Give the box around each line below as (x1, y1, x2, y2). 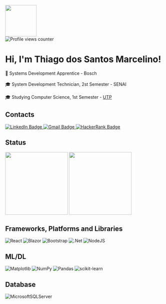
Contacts (5, 110, 35, 119)
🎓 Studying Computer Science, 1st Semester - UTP (5, 94, 112, 100)
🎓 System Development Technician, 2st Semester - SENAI (5, 81, 126, 87)
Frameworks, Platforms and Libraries (5, 224, 123, 233)
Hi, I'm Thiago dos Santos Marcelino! (5, 54, 161, 65)
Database (5, 280, 36, 288)
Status (5, 138, 26, 147)
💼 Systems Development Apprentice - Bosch (5, 70, 97, 76)
